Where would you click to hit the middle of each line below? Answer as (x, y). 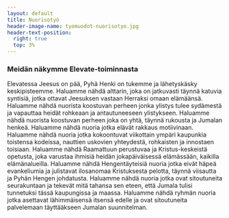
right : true (30, 39)
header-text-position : (39, 32)
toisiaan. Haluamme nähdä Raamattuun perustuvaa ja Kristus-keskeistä (107, 149)
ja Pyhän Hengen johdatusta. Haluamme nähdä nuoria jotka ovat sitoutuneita (115, 178)
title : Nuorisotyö (33, 20)
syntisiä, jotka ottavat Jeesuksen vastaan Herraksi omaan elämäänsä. (105, 98)
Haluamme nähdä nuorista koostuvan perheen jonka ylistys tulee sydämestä (114, 106)
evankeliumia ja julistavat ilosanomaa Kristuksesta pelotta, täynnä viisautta (112, 171)
